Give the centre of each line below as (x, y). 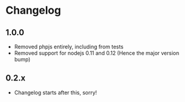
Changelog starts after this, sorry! (56, 92)
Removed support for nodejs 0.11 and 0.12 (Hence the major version (97, 53)
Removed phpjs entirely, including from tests (69, 47)
